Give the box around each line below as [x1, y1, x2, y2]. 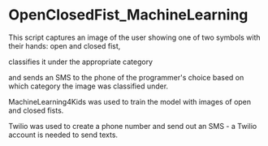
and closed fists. [8, 105, 64, 115]
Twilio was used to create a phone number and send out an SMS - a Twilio [8, 121, 257, 131]
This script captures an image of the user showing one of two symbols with [8, 32, 262, 42]
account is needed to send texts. [8, 130, 119, 140]
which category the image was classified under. [8, 81, 169, 91]
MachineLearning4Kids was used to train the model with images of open [8, 97, 252, 106]
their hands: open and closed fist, [8, 41, 121, 50]
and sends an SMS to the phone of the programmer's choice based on [8, 72, 244, 82]
